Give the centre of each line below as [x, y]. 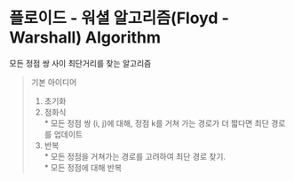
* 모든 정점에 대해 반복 [83, 167]
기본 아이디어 [54, 82]
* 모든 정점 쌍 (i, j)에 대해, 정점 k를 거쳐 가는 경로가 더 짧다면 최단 [156, 123]
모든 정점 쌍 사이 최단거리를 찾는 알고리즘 [80, 63]
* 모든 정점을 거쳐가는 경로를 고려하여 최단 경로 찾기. [135, 156]
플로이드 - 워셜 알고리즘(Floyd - [119, 18]
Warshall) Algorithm [85, 38]
